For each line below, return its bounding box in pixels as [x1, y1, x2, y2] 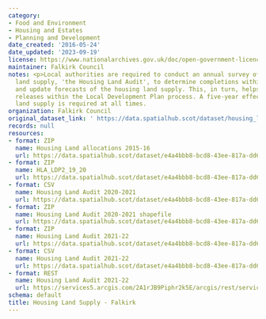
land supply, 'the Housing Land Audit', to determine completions [15, 78, 239, 85]
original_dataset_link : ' [8, 115, 93, 123]
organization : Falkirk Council [8, 108, 112, 116]
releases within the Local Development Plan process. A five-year [15, 93, 239, 101]
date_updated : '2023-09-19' [8, 48, 101, 56]
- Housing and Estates [8, 26, 83, 34]
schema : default [8, 291, 62, 299]
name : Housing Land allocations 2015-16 [15, 144, 150, 152]
